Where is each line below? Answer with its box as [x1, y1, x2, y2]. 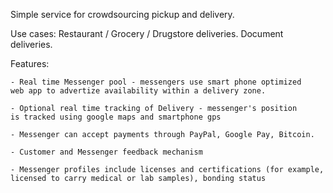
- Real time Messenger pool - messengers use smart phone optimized [10, 77, 302, 87]
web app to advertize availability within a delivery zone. [10, 86, 267, 96]
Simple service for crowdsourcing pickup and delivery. [10, 9, 235, 20]
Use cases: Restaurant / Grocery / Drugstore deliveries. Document [10, 28, 284, 39]
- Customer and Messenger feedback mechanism [10, 147, 203, 157]
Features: [10, 58, 50, 69]
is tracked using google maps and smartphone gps [10, 112, 222, 122]
